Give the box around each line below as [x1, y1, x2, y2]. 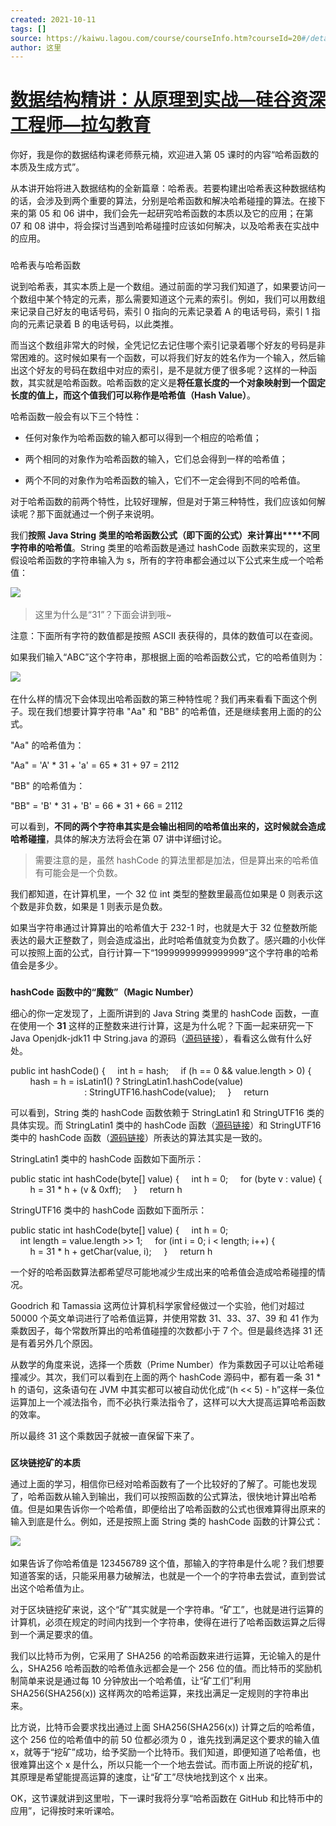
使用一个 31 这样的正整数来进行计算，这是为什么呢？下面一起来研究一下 [18, 1020, 314, 1032]
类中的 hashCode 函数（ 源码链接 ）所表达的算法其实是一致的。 [10, 1132, 268, 1144]
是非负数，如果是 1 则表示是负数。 [27, 901, 168, 913]
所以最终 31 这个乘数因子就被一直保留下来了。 [10, 1430, 200, 1442]
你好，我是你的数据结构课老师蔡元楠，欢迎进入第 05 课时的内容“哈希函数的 [10, 149, 320, 161]
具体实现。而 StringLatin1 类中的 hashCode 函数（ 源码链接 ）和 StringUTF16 [10, 1119, 322, 1131]
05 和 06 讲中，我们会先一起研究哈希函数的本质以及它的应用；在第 [38, 207, 314, 220]
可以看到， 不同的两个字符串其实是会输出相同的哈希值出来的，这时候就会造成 [10, 821, 326, 833]
